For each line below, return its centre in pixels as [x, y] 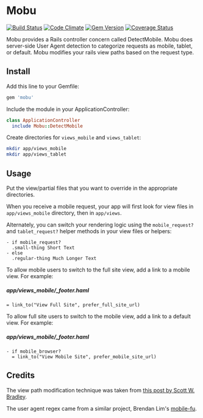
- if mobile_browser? [34, 351]
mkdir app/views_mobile [37, 149]
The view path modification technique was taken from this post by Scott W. [101, 390]
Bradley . [17, 397]
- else [15, 253]
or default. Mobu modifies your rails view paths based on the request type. [100, 52]
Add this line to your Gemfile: [43, 86]
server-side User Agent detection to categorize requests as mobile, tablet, [100, 46]
